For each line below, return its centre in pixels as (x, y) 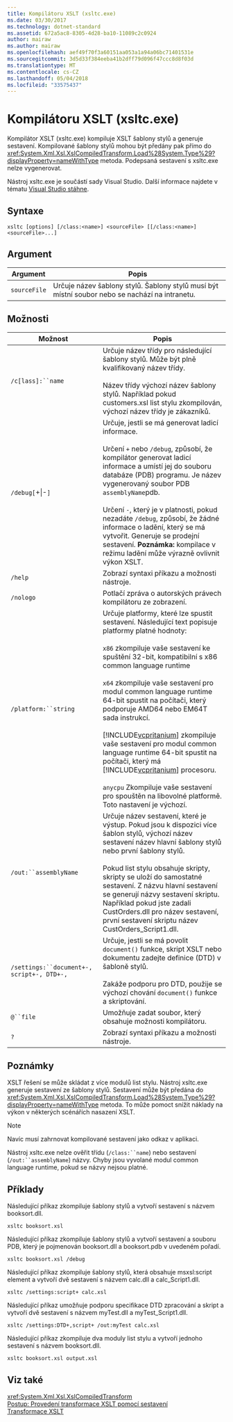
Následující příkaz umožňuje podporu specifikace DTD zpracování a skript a (115, 1305)
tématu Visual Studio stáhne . (48, 189)
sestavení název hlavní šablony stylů (162, 842)
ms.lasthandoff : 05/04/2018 (48, 78)
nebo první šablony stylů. (144, 851)
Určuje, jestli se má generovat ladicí (161, 422)
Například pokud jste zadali (147, 903)
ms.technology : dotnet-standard (54, 26)
